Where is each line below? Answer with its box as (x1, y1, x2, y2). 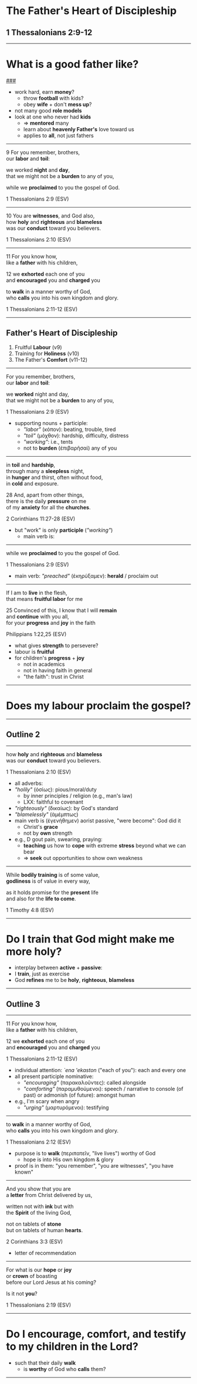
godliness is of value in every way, (6, 878, 91, 885)
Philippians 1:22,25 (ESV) (6, 630, 67, 637)
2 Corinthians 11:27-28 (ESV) (6, 515, 76, 522)
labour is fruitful (14, 648, 55, 655)
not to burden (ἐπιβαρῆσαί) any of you (23, 444, 117, 451)
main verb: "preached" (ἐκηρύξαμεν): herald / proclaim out (14, 572, 158, 579)
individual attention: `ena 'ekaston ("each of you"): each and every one (14, 1067, 186, 1074)
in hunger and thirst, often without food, (6, 474, 103, 481)
